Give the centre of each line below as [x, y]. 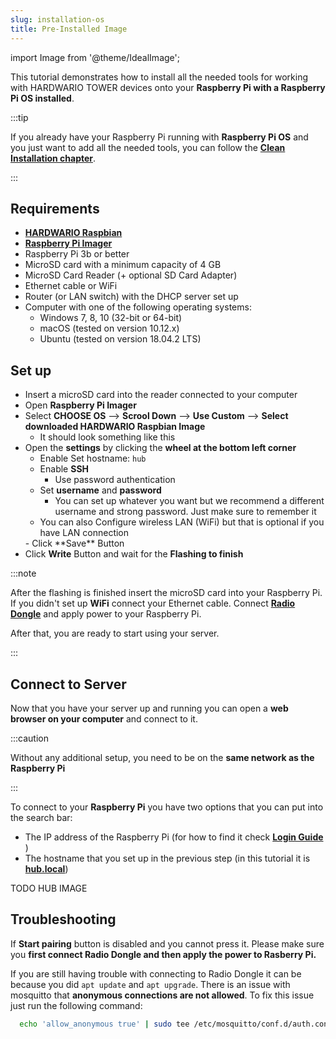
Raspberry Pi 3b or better [77, 254]
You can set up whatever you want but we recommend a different [189, 501]
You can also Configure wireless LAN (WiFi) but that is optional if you [182, 522]
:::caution [30, 738]
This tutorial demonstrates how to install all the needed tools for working [159, 77]
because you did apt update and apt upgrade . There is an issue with [150, 984]
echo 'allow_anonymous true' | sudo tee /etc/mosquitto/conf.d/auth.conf [176, 1024]
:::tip [19, 117]
